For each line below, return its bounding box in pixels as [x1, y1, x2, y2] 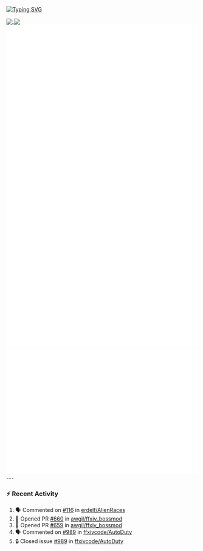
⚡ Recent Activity [6, 489, 59, 498]
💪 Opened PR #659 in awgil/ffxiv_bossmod [15, 521, 123, 528]
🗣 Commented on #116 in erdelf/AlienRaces [15, 506, 126, 513]
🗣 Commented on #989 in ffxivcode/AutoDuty [15, 528, 132, 536]
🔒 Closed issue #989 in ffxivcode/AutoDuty [15, 537, 123, 545]
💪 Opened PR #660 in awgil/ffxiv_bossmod [15, 515, 123, 522]
